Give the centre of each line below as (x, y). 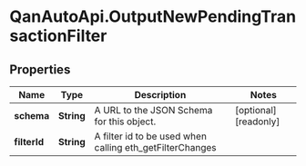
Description (160, 95)
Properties (40, 69)
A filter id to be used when (151, 136)
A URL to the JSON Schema (153, 110)
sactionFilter (58, 36)
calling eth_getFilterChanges (155, 147)
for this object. (125, 122)
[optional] (256, 110)
